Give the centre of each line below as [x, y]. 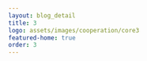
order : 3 [23, 45]
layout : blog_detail [42, 15]
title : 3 [23, 23]
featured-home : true [42, 38]
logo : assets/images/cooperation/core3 [74, 30]
